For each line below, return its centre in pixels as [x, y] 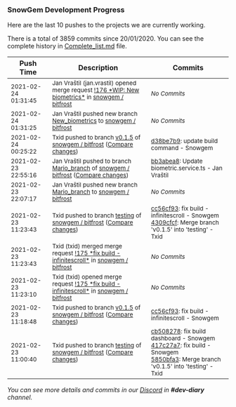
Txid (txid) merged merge [87, 246]
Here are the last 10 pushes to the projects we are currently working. [106, 25]
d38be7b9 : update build [184, 141]
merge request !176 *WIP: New [96, 90]
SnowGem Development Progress [66, 10]
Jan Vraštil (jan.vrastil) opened [94, 83]
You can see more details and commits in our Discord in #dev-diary [106, 390]
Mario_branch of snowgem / [91, 168]
